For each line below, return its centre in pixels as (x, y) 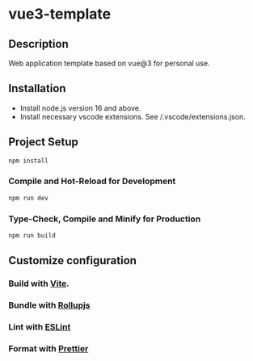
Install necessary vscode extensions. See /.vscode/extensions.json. (133, 116)
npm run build (32, 235)
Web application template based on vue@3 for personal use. (109, 63)
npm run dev (28, 198)
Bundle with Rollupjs (49, 305)
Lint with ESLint (40, 327)
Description (38, 44)
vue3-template (60, 14)
